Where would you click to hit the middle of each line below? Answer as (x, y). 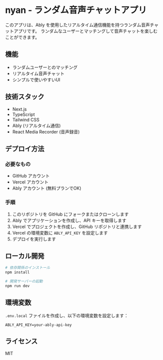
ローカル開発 (25, 256)
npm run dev (17, 286)
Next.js (20, 109)
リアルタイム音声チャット (38, 73)
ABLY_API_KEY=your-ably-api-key (38, 325)
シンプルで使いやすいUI (36, 79)
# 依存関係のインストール (28, 268)
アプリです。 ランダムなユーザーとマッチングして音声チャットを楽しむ (85, 31)
